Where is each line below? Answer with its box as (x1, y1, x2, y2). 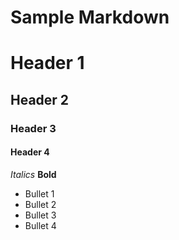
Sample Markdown (10, 6, 170, 29)
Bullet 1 (24, 187, 55, 200)
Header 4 (10, 146, 50, 158)
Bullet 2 (24, 198, 57, 210)
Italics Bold (10, 168, 57, 180)
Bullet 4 (24, 219, 57, 231)
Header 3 (10, 121, 57, 135)
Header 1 (10, 52, 85, 75)
